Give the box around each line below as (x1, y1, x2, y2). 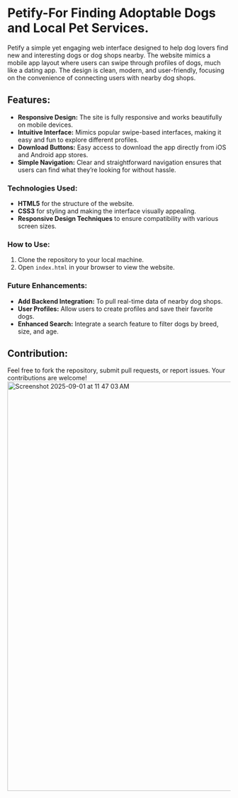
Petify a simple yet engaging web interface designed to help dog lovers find (7, 43, 229, 52)
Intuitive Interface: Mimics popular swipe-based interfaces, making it (17, 127, 222, 136)
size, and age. (17, 327, 59, 336)
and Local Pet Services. (7, 20, 149, 36)
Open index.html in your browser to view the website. (17, 263, 175, 272)
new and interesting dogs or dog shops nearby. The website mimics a (7, 51, 211, 59)
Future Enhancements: (7, 281, 88, 291)
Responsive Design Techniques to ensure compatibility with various (17, 215, 219, 223)
